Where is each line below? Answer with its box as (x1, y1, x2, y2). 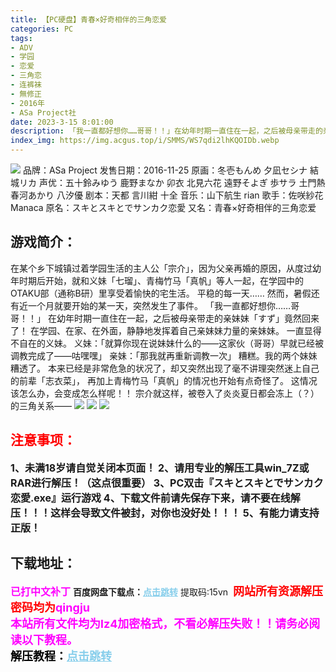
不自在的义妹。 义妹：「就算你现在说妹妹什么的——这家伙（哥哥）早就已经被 (10, 337, 324, 349)
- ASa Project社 (10, 107, 77, 118)
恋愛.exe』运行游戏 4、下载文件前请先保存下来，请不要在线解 (10, 491, 301, 505)
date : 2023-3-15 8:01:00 (10, 117, 114, 127)
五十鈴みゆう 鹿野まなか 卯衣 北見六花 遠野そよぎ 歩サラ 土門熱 (64, 177, 326, 188)
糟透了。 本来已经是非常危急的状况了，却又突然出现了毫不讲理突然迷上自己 (10, 362, 320, 374)
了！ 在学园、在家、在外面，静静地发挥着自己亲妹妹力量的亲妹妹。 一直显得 (10, 324, 322, 336)
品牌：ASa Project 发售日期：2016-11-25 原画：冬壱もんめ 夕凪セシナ (22, 164, 308, 176)
